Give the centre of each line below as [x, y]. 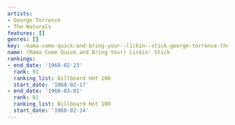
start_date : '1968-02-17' [51, 85]
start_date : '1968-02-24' [51, 110]
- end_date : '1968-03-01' [45, 91]
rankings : [22, 59]
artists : [20, 14]
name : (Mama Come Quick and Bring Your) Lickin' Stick [89, 53]
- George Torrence [34, 20]
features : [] [26, 33]
